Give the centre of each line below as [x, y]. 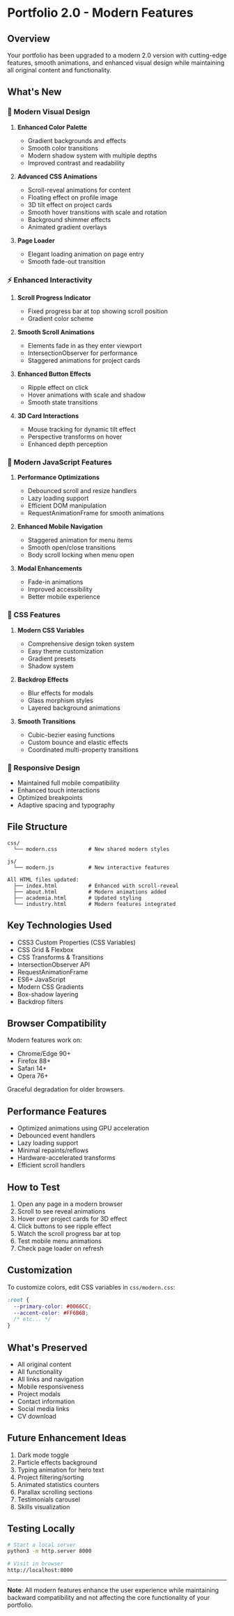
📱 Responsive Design [44, 767]
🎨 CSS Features [34, 615]
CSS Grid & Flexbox [46, 949]
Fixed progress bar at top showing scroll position [98, 311]
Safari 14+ [32, 1068]
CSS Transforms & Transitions [60, 957]
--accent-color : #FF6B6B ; [51, 1313]
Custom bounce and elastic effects [78, 742]
